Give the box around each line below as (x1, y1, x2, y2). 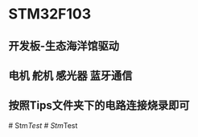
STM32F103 (8, 5, 92, 23)
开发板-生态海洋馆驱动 (8, 39, 119, 52)
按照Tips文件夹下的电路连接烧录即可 (8, 98, 190, 113)
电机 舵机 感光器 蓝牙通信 (8, 68, 133, 82)
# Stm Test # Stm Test (8, 120, 78, 130)
